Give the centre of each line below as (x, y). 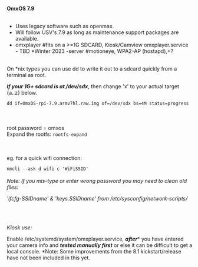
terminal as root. (27, 75)
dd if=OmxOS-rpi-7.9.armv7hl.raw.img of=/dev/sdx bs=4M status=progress (98, 104)
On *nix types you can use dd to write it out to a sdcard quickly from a (92, 69)
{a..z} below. (22, 93)
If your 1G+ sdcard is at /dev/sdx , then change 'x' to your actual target (93, 86)
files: (13, 187)
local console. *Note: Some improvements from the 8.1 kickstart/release (94, 251)
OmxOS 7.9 (21, 9)
